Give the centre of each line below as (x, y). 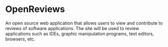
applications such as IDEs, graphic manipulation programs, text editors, (80, 33)
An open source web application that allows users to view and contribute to (84, 23)
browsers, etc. (20, 39)
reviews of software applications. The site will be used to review (72, 28)
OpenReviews (35, 9)
